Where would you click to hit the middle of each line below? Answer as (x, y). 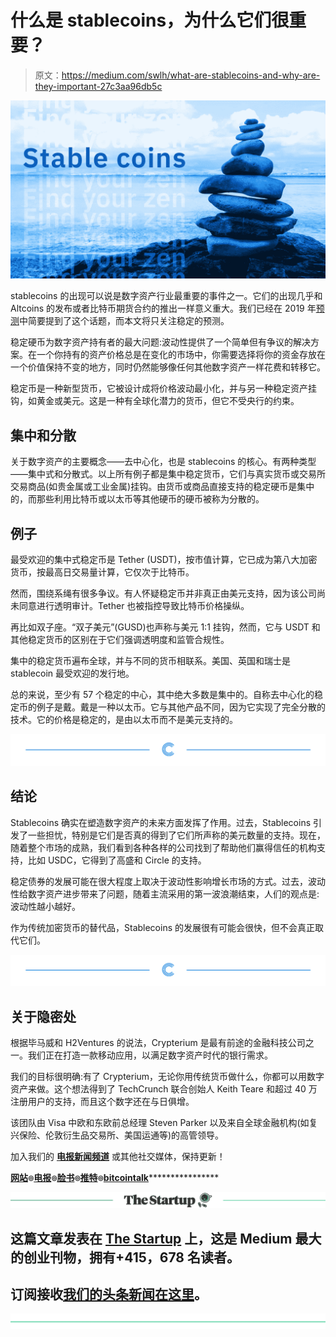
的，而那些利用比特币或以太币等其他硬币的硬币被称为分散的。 (137, 499)
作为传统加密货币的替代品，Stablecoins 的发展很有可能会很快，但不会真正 (162, 927)
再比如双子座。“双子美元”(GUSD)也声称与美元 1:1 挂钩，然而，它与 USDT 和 (165, 627)
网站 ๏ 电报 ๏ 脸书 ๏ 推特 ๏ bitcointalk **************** (115, 1178)
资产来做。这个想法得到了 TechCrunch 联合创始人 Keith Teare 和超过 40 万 (164, 1089)
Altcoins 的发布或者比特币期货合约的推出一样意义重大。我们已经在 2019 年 (163, 308)
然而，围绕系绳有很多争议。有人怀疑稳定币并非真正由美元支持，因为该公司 (163, 593)
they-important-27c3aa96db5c (98, 86)
